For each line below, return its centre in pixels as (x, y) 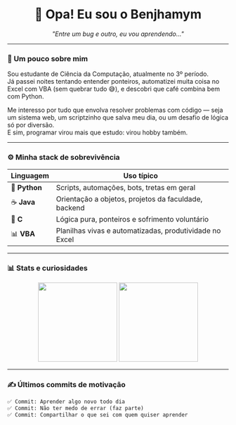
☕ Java (23, 202)
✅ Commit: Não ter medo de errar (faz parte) (76, 408)
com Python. (26, 96)
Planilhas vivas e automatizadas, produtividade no (138, 230)
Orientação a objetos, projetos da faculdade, (129, 198)
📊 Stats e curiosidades (47, 268)
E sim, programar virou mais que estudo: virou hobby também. (98, 132)
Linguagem (30, 175)
